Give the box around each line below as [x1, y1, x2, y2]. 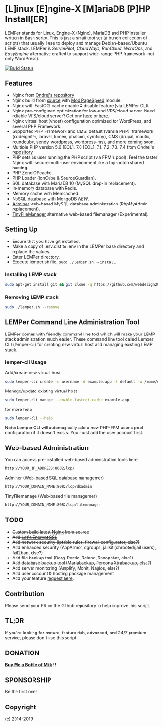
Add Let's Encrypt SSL [12, 534, 57, 540]
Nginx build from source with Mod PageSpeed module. [12, 97, 122, 103]
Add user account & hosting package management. [12, 570, 115, 576]
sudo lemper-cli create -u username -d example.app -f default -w [5, 379, 142, 384]
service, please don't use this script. [5, 634, 78, 641]
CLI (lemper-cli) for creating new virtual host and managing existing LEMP [5, 341, 153, 347]
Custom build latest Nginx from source [12, 529, 90, 535]
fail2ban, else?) [12, 549, 43, 556]
